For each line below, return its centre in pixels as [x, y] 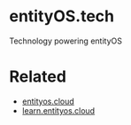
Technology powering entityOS [65, 41]
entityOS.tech [62, 16]
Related [38, 77]
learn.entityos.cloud [58, 110]
